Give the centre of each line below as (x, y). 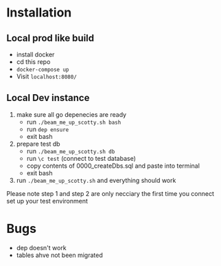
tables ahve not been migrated (60, 255)
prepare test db (38, 144)
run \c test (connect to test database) (81, 158)
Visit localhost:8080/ (46, 76)
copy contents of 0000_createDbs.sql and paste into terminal (113, 166)
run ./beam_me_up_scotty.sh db (71, 151)
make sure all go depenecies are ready (71, 114)
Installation (39, 13)
